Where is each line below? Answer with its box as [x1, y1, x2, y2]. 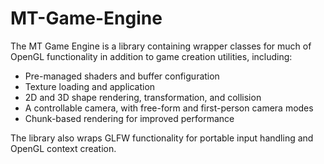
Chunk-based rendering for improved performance [24, 112, 235, 124]
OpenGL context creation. [10, 142, 117, 154]
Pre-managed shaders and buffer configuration [24, 70, 220, 82]
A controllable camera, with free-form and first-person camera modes [24, 102, 314, 114]
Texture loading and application [24, 80, 156, 92]
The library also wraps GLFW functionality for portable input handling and [10, 132, 314, 144]
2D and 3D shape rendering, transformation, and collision [24, 91, 262, 103]
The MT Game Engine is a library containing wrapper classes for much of [10, 40, 312, 52]
